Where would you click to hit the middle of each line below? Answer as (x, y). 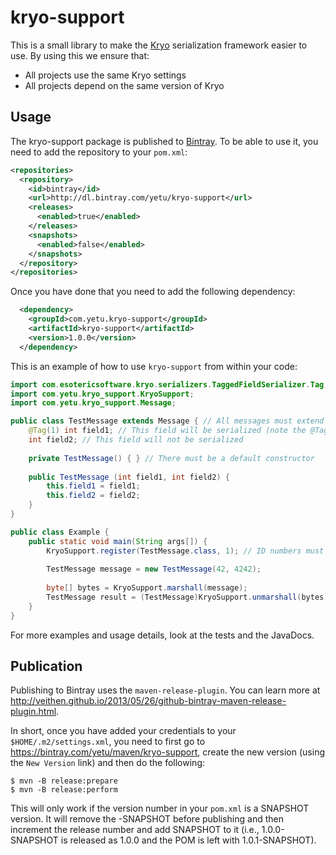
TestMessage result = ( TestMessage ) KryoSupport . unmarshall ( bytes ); (189, 597)
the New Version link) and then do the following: (107, 763)
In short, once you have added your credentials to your (123, 731)
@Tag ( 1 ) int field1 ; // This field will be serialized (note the (167, 431)
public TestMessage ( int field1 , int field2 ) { (129, 477)
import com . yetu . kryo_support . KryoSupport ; (102, 394)
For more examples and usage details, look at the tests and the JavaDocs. (162, 635)
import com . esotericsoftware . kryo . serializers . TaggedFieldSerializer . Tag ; (169, 384)
